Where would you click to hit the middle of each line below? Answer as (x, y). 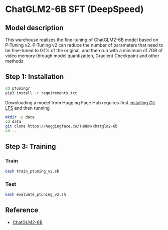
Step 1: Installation (35, 77)
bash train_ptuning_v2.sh (32, 171)
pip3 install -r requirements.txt (41, 93)
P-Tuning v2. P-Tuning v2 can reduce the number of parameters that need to (84, 45)
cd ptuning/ (18, 88)
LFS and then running (28, 108)
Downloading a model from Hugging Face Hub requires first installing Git (80, 102)
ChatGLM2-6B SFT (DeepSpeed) (74, 9)
